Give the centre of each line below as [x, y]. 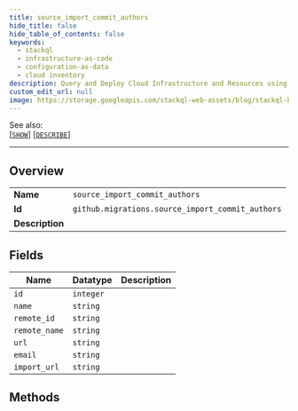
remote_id [34, 318]
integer [88, 294]
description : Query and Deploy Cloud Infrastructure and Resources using [149, 83]
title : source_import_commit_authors [79, 17]
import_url [36, 367]
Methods [35, 397]
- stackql [35, 51]
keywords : [27, 42]
